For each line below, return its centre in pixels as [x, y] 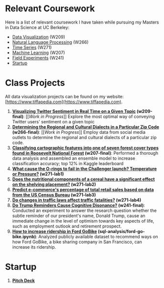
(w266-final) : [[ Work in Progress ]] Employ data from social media [79, 132]
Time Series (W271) [32, 47]
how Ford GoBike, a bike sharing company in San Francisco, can [77, 242]
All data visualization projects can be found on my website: [64, 96]
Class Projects [35, 83]
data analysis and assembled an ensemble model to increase [74, 158]
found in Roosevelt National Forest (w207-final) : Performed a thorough [85, 153]
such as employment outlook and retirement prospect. [67, 226]
